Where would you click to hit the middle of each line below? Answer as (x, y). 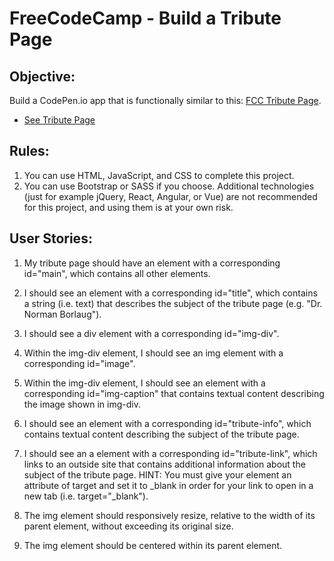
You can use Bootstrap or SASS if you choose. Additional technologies (169, 186)
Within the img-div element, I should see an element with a (144, 383)
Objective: (42, 76)
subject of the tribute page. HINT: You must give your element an (157, 474)
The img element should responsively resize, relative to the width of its (169, 515)
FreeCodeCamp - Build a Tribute (145, 18)
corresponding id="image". (79, 363)
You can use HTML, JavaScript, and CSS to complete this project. (159, 175)
